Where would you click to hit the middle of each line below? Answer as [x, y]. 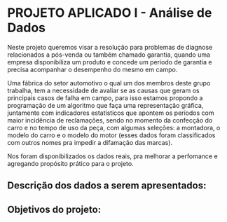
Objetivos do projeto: [54, 209]
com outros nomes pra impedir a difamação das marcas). [90, 142]
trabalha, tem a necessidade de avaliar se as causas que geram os [103, 90]
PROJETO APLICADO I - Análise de [110, 13]
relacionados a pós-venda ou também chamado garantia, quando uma [109, 55]
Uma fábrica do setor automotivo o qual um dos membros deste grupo [109, 83]
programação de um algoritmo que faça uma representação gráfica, [105, 105]
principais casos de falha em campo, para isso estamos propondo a [105, 98]
